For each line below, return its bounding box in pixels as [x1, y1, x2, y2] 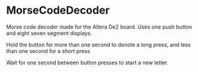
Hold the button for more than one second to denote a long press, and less [6, 41, 191, 48]
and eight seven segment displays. [6, 29, 92, 36]
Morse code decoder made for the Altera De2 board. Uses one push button [6, 23, 193, 30]
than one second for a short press [6, 47, 91, 54]
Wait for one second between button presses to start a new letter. [6, 59, 169, 66]
